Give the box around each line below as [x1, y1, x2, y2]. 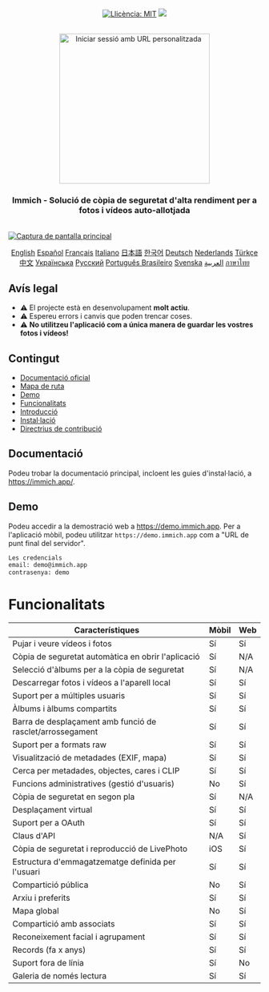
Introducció [19, 407, 58, 416]
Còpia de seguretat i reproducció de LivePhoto [12, 843, 188, 854]
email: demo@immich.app [8, 561, 88, 569]
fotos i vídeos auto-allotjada [78, 204, 191, 215]
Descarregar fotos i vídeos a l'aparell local [12, 677, 171, 689]
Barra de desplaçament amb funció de [12, 717, 157, 728]
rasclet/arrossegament [12, 726, 98, 737]
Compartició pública [12, 879, 89, 890]
